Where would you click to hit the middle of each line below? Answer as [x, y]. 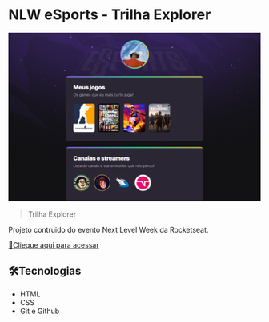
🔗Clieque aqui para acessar [54, 244]
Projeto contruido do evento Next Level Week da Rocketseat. [108, 229]
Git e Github [40, 311]
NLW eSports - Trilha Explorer [110, 15]
